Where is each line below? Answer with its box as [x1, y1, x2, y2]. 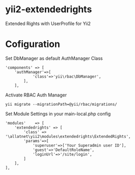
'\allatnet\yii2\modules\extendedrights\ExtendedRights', [5, 134, 131, 139]
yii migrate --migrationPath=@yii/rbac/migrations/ [5, 102, 117, 107]
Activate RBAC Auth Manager [5, 92, 67, 98]
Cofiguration [5, 38, 60, 50]
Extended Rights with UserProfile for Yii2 [5, 20, 91, 27]
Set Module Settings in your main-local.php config [5, 111, 111, 117]
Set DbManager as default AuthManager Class [5, 55, 103, 61]
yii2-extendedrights [5, 4, 92, 15]
